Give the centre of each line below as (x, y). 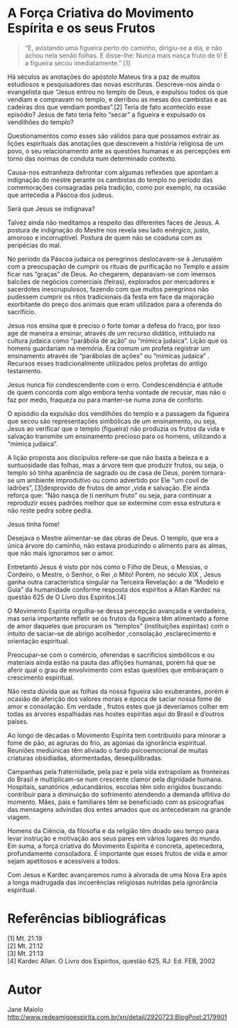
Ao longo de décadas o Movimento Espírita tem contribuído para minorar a (117, 735)
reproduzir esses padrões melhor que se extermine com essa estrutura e (114, 503)
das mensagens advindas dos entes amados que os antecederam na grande (119, 809)
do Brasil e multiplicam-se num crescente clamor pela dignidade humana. (115, 779)
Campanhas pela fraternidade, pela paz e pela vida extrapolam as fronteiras (119, 771)
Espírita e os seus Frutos (81, 28)
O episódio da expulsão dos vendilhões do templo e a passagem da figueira (118, 413)
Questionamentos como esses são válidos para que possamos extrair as (114, 136)
